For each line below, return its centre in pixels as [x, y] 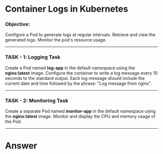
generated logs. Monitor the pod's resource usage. [56, 40]
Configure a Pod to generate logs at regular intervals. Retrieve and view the [80, 35]
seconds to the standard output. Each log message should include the [75, 78]
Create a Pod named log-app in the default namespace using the [70, 68]
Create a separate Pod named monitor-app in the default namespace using [81, 111]
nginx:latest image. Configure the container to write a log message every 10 [81, 73]
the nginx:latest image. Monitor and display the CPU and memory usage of [80, 116]
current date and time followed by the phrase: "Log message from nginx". [78, 83]
